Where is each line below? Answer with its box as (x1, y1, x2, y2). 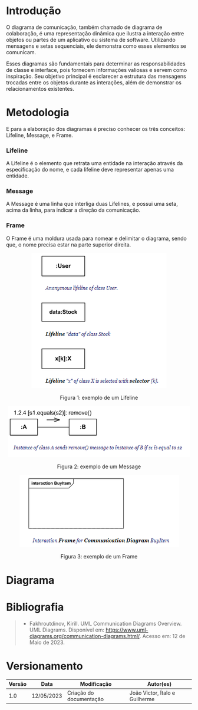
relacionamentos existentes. (6, 85, 75, 92)
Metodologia (6, 106, 70, 119)
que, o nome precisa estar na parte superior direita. (6, 241, 131, 248)
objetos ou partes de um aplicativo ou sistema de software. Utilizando (6, 36, 176, 43)
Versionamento (6, 659, 84, 673)
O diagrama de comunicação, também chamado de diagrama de (6, 24, 163, 31)
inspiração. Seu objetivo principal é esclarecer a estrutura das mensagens (6, 73, 187, 80)
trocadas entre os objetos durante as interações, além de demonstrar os (6, 78, 181, 86)
